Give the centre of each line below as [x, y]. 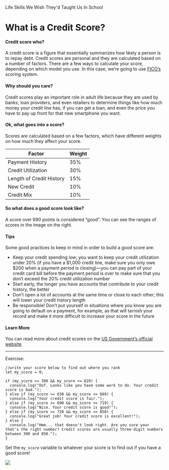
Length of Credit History [36, 178]
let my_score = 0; [24, 372]
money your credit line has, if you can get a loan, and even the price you [80, 108]
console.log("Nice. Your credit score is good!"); [64, 408]
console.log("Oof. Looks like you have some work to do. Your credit [84, 385]
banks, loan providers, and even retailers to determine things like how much [84, 102]
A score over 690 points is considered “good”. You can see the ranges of [81, 219]
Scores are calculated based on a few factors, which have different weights [83, 136]
